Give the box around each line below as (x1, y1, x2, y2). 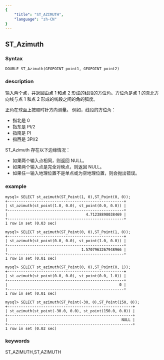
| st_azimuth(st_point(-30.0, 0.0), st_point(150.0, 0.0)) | (5, 308, 135, 313)
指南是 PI (12, 130, 31, 136)
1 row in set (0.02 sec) (5, 326, 57, 331)
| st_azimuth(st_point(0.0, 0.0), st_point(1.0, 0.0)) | (5, 238, 126, 243)
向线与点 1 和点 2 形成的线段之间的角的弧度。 (5, 96, 98, 102)
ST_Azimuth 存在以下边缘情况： (5, 147, 70, 153)
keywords (5, 337, 30, 344)
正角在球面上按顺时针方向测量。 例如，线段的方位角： (5, 107, 116, 113)
